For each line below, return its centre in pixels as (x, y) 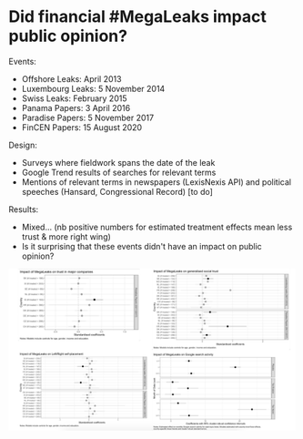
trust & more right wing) (66, 236)
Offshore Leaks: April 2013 (71, 78)
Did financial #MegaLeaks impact (138, 17)
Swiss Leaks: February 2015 (74, 98)
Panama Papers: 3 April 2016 (76, 107)
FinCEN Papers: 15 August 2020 (82, 127)
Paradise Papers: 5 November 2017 (88, 117)
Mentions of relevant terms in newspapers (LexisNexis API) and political (157, 182)
